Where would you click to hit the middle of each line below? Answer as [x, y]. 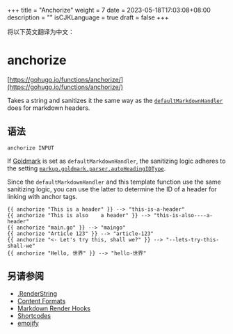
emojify [28, 323]
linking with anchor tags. [42, 196]
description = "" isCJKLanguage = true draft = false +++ [88, 17]
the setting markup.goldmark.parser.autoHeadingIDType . [87, 168]
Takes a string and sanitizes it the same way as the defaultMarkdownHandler [115, 100]
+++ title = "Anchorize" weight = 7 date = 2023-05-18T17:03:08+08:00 [109, 10]
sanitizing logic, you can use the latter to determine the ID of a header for [112, 189]
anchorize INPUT [31, 148]
